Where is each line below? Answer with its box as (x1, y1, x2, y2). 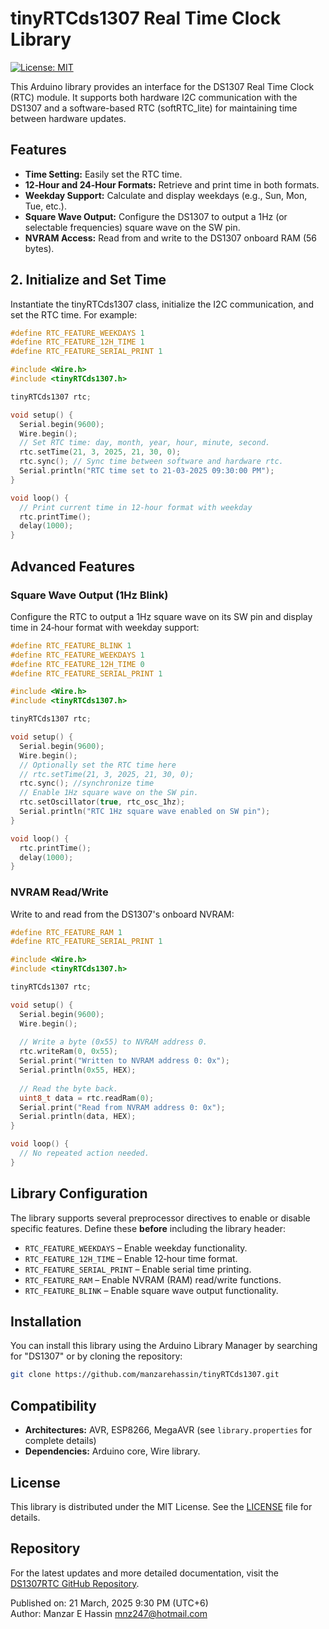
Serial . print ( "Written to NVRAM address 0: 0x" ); (19, 1056, 230, 1066)
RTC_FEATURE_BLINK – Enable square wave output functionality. (24, 1284, 279, 1296)
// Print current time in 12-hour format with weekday (19, 502, 253, 512)
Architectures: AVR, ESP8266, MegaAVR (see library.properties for (24, 1424, 313, 1436)
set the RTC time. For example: (10, 308, 138, 321)
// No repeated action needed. (19, 1148, 150, 1159)
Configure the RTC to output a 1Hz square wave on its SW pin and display (10, 610, 313, 622)
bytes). (24, 242, 55, 254)
